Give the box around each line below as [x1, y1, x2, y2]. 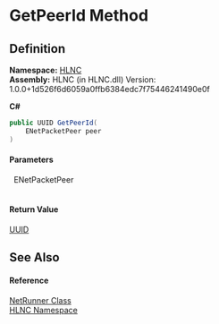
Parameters [9, 154, 54, 166]
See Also [9, 250, 60, 265]
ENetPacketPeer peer [25, 126, 102, 135]
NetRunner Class [9, 294, 72, 305]
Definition [9, 41, 65, 56]
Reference [9, 275, 49, 286]
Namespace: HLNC [9, 64, 82, 75]
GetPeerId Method [9, 5, 149, 26]
